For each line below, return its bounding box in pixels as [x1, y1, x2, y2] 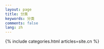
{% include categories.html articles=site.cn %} [5, 38, 100, 44]
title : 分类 [5, 12, 28, 16]
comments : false [5, 20, 38, 26]
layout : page [5, 7, 32, 12]
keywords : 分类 [5, 16, 35, 21]
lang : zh [5, 25, 23, 30]
